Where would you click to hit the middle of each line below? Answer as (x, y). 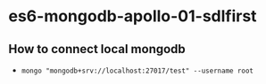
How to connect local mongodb (97, 49)
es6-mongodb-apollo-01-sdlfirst (133, 16)
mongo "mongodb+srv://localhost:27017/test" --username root (137, 71)
